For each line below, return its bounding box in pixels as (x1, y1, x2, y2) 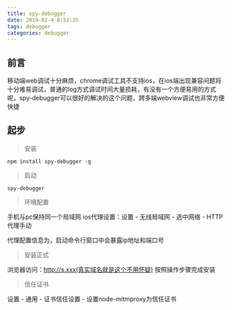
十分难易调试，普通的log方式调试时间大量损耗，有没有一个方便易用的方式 (7, 85, 217, 93)
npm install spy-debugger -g (7, 158, 91, 165)
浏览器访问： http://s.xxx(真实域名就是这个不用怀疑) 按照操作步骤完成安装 (7, 265, 216, 273)
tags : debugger (7, 23, 51, 30)
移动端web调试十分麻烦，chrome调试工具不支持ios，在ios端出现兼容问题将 (7, 77, 222, 85)
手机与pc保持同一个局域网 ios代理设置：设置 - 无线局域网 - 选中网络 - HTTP (7, 212, 224, 221)
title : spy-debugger (7, 10, 67, 17)
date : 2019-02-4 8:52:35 (7, 17, 79, 24)
